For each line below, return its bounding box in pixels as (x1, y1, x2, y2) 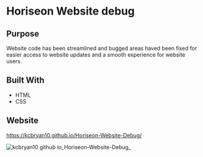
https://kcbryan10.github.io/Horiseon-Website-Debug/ (6, 131, 142, 139)
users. (6, 58, 23, 65)
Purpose (6, 29, 40, 39)
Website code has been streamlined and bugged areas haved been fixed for (6, 44, 197, 52)
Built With (6, 75, 45, 86)
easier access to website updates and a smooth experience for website (6, 51, 186, 58)
